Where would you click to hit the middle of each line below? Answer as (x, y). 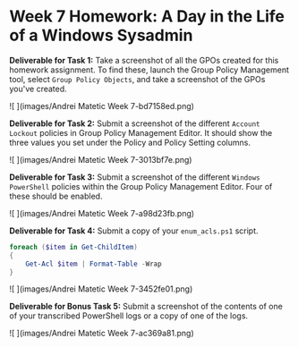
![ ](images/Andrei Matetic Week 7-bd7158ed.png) (102, 106)
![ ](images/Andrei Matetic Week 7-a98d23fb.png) (102, 213)
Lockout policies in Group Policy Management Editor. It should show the (141, 132)
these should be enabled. (56, 196)
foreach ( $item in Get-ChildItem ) (74, 247)
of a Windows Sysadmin (101, 35)
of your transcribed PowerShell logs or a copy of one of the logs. (129, 316)
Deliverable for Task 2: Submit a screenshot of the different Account (135, 123)
